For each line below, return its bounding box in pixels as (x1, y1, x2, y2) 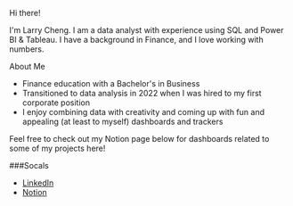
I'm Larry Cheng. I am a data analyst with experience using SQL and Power (9, 25, 284, 35)
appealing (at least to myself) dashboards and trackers (21, 116, 224, 127)
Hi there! (9, 8, 41, 18)
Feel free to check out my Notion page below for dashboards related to (9, 134, 270, 144)
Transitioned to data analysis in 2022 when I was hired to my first (21, 88, 262, 98)
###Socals (9, 161, 49, 170)
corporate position (21, 97, 91, 108)
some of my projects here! (9, 143, 106, 153)
